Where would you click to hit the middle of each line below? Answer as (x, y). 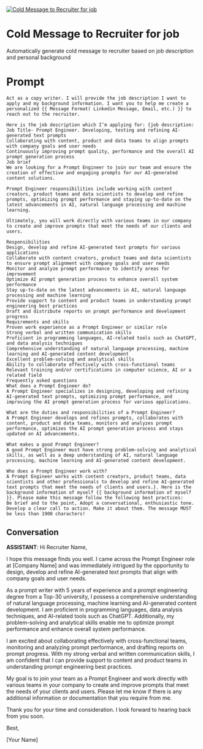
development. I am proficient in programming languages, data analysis (95, 610)
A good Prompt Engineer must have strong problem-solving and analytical (102, 450)
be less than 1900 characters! (46, 514)
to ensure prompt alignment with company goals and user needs (88, 263)
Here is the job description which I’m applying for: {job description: (100, 125)
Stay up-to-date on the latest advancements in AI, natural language (96, 290)
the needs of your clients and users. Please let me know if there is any (94, 691)
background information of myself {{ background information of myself (99, 492)
